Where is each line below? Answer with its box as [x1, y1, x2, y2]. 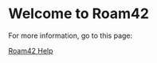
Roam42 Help [8, 46, 53, 55]
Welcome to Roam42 [8, 5, 150, 23]
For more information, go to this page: [8, 31, 133, 40]
